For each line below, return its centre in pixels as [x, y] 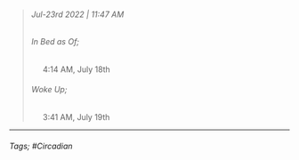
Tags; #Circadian [41, 146]
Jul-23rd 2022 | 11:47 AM [77, 14]
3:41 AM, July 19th [77, 117]
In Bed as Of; [55, 42]
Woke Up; [49, 90]
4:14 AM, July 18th [77, 69]
